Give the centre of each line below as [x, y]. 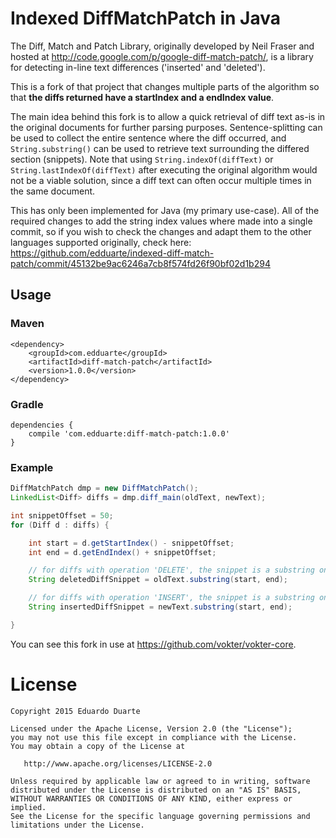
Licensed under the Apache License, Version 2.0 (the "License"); [151, 728]
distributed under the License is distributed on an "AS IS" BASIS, [156, 790]
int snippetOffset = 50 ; [62, 515]
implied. [28, 807]
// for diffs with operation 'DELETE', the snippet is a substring [171, 570]
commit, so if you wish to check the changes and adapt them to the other [161, 231]
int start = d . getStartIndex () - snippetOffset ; [131, 543]
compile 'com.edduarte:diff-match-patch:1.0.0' [129, 433]
